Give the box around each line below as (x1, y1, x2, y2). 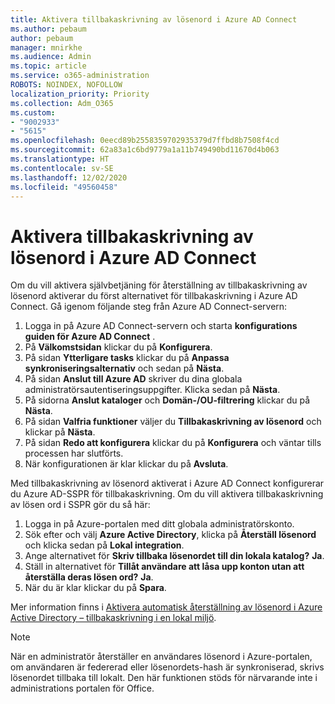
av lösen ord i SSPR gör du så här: (10, 499, 151, 511)
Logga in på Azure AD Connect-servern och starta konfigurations (24, 320, 298, 332)
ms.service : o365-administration (10, 71, 150, 81)
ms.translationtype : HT (10, 154, 110, 164)
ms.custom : (10, 107, 56, 118)
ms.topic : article (10, 61, 87, 71)
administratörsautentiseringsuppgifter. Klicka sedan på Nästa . (24, 384, 281, 396)
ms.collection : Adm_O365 (10, 98, 114, 108)
